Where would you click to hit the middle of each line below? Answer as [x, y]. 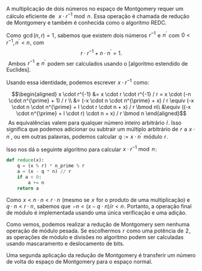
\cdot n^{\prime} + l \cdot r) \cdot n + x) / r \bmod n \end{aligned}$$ [101, 113]
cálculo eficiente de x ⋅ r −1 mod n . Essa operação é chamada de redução [98, 16]
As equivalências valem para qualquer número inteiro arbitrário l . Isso [95, 122]
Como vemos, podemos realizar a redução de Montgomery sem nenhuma [98, 224]
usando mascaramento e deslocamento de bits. [65, 243]
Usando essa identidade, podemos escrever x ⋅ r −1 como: [78, 82]
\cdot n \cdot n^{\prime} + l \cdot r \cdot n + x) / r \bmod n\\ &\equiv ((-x [101, 107]
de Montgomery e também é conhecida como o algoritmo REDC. [87, 22]
